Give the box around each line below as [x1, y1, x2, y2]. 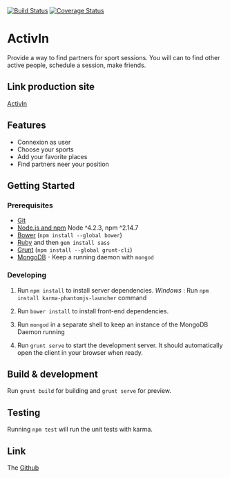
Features [7, 120, 46, 131]
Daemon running [17, 327, 66, 335]
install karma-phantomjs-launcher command [17, 293, 147, 302]
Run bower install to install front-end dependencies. [17, 306, 169, 315]
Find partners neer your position [17, 160, 109, 168]
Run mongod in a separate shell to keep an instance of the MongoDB [17, 320, 209, 329]
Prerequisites [7, 201, 53, 210]
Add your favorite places [17, 152, 88, 160]
